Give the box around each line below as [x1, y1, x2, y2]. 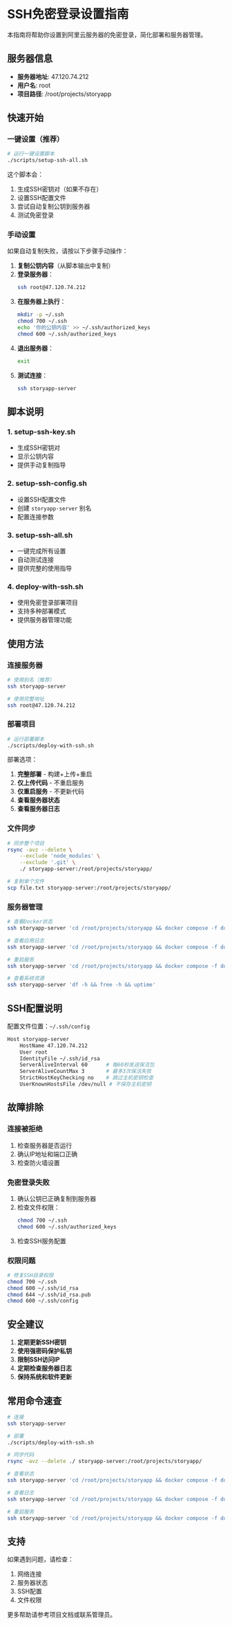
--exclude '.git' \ [19, 859, 76, 866]
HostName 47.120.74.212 [19, 1042, 88, 1049]
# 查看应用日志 [7, 937, 45, 944]
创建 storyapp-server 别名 [17, 504, 92, 512]
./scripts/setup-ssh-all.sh [7, 157, 88, 164]
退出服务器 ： [17, 344, 54, 352]
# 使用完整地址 [7, 695, 45, 702]
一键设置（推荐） [7, 134, 64, 144]
